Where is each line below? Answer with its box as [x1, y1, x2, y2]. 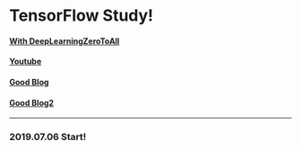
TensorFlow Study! [9, 5, 154, 26]
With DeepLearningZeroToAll [9, 35, 120, 46]
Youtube [9, 56, 42, 67]
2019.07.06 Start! [9, 131, 87, 144]
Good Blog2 [9, 97, 55, 108]
